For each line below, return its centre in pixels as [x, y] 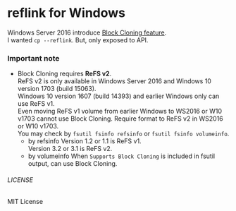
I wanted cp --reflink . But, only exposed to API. [78, 40]
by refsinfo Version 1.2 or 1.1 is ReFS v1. [85, 141]
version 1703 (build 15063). [57, 89]
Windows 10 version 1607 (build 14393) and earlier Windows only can [118, 96]
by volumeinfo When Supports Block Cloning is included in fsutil [122, 156]
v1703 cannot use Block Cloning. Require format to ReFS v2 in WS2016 [120, 119]
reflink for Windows [66, 13]
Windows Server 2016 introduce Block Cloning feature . [87, 32]
